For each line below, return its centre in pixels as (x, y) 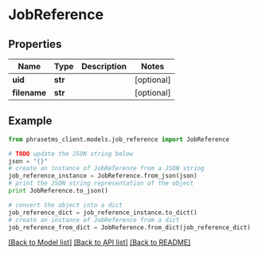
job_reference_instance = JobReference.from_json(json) (103, 176)
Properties (35, 44)
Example (30, 121)
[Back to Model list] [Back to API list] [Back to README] (100, 242)
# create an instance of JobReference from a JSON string (106, 169)
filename (29, 93)
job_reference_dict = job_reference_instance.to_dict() (103, 213)
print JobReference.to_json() (59, 191)
